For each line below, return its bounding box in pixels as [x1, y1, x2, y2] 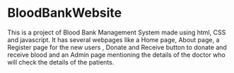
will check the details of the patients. [7, 58, 115, 66]
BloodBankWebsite [7, 5, 122, 21]
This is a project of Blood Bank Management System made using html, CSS [7, 28, 226, 36]
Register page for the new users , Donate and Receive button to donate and [7, 43, 228, 51]
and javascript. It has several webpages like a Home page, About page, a [7, 35, 220, 44]
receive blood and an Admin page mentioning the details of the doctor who [7, 51, 226, 59]
